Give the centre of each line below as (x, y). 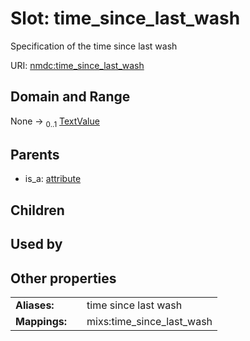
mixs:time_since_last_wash (149, 321)
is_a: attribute (53, 179)
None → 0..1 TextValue (55, 122)
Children (37, 210)
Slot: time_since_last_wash (125, 18)
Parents (35, 154)
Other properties (63, 278)
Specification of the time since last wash (94, 46)
